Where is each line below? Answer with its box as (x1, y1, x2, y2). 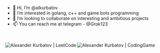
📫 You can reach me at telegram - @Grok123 (12, 21, 108, 27)
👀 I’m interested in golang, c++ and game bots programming (12, 10, 139, 16)
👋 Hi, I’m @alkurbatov (12, 5, 58, 10)
